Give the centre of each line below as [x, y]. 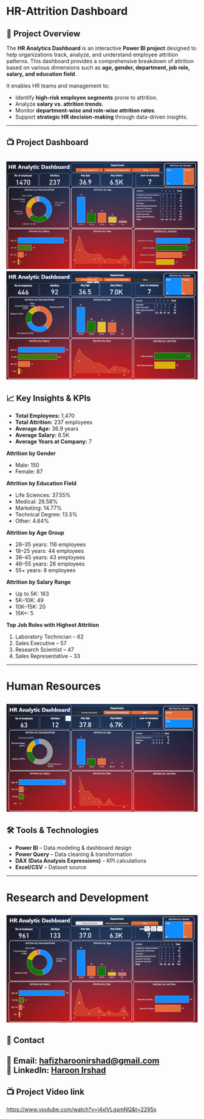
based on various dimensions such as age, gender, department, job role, [98, 67]
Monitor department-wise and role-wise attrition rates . [85, 110]
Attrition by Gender [31, 453]
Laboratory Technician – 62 [49, 637]
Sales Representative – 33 [48, 656]
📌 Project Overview [43, 34]
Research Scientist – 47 [45, 650]
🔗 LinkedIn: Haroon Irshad [56, 1070]
